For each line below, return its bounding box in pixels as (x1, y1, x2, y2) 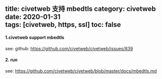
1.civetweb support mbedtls (5, 34, 65, 40)
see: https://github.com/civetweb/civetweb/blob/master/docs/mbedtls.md (5, 68, 157, 74)
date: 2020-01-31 (5, 13, 61, 21)
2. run (5, 57, 18, 63)
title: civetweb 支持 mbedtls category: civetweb (5, 4, 156, 13)
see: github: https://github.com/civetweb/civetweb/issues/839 (5, 45, 133, 51)
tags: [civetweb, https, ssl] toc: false (5, 20, 121, 29)
